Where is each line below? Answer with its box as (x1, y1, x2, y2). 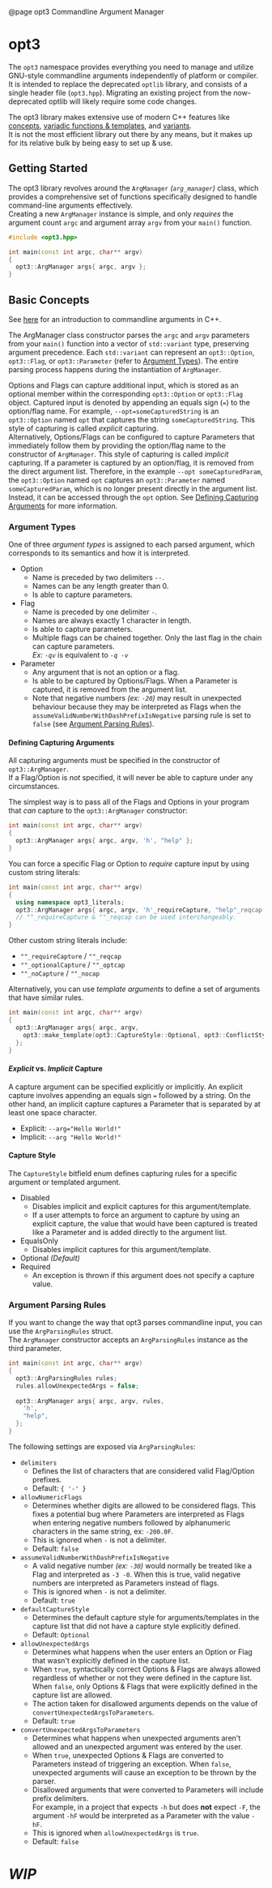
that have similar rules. (8, 993, 84, 1002)
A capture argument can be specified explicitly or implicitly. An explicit (8, 1082, 243, 1092)
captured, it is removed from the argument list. (32, 684, 188, 694)
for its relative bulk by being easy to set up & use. (8, 138, 173, 148)
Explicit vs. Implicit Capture (8, 1064, 103, 1074)
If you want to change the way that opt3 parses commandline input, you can (8, 1318, 263, 1328)
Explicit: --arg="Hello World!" (19, 1123, 121, 1133)
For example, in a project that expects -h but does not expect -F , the (32, 1802, 261, 1812)
